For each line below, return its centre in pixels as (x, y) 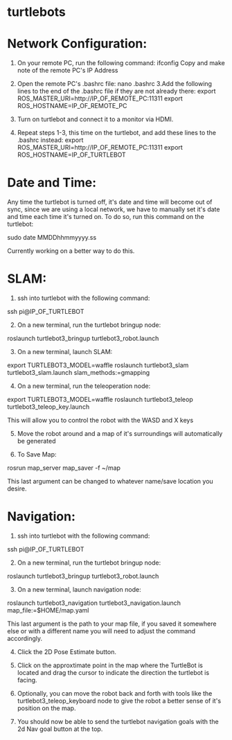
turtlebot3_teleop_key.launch (48, 407)
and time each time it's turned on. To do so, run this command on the (106, 217)
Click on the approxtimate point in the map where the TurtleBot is (110, 665)
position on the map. (46, 708)
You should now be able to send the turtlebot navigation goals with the (118, 721)
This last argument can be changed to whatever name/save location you (110, 481)
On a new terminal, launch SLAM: (65, 352)
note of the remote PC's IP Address (68, 71)
